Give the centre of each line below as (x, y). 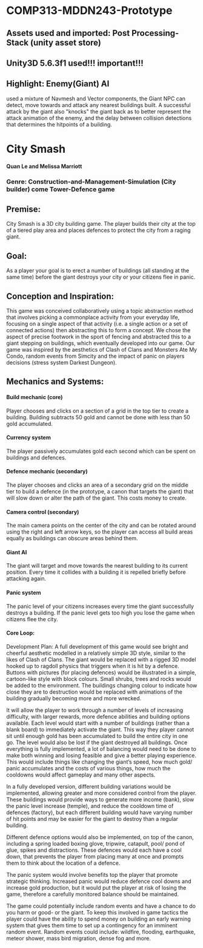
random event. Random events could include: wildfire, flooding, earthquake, (101, 932)
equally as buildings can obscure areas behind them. (72, 538)
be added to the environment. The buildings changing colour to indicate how (102, 685)
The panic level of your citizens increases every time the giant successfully (100, 606)
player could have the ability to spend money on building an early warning (98, 919)
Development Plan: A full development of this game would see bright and (98, 646)
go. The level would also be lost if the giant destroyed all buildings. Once (97, 742)
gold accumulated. (30, 423)
